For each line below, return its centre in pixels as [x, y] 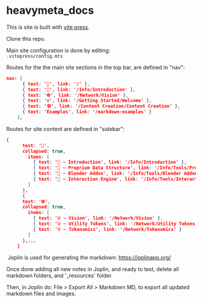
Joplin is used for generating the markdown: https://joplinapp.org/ [89, 258]
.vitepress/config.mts [35, 56]
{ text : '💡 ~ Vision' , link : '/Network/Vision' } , [98, 218]
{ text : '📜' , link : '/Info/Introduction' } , [79, 90]
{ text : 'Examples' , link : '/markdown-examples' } [87, 112]
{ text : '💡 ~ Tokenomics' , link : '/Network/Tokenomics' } [107, 229]
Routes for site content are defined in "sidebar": [66, 129]
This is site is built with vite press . [48, 27]
